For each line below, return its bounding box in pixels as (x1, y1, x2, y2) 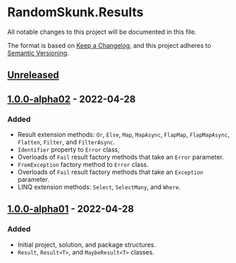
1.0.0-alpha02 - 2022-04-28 (7, 93, 136, 105)
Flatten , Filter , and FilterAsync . (17, 138, 116, 147)
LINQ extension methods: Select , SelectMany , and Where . (17, 183, 181, 191)
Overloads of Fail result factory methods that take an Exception (17, 168, 204, 176)
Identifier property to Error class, (17, 145, 120, 154)
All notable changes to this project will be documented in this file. (7, 27, 197, 36)
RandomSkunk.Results (7, 4, 144, 20)
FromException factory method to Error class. (17, 160, 149, 169)
